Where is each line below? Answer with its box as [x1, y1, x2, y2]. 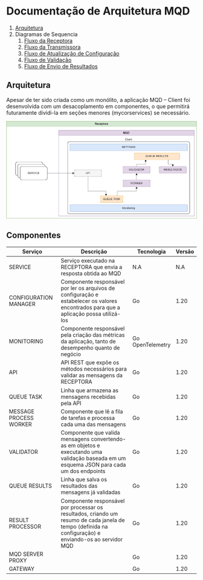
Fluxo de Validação [24, 56, 72, 63]
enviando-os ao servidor [60, 535, 123, 543]
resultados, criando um [60, 510, 118, 517]
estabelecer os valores [60, 297, 118, 304]
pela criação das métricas [60, 331, 125, 339]
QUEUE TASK [8, 393, 43, 400]
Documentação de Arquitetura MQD [6, 4, 190, 18]
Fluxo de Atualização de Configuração [24, 49, 120, 57]
